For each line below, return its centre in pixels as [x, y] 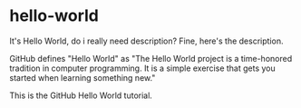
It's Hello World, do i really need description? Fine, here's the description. [146, 41]
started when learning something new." [83, 77]
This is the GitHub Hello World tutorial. [81, 95]
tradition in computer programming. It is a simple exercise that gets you [143, 68]
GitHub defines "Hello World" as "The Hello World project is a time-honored [151, 58]
